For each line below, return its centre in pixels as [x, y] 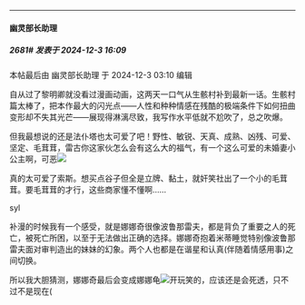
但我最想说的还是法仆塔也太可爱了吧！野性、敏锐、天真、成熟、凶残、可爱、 [152, 136]
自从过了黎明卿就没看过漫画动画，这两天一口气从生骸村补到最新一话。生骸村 [152, 94]
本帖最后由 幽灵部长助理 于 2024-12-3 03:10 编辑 [101, 74]
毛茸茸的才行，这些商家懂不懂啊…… [100, 189]
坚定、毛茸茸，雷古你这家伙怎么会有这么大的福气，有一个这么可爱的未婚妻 [148, 147]
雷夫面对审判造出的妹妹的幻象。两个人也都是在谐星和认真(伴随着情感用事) [148, 249]
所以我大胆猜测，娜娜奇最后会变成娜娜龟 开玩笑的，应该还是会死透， [141, 280]
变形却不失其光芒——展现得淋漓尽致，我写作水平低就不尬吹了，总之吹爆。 [148, 117]
